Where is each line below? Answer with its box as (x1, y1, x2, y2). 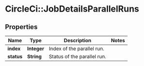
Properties (5, 23, 38, 31)
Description (64, 37, 92, 44)
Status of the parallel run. (48, 53, 107, 60)
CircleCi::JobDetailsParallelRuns (5, 3, 140, 15)
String (27, 53, 42, 60)
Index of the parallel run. (48, 45, 104, 52)
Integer (27, 45, 45, 52)
